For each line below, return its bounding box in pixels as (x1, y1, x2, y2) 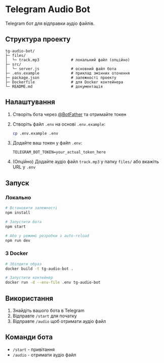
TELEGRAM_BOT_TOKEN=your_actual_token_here (12, 150, 106, 155)
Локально (5, 194, 31, 201)
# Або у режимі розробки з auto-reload (5, 233, 90, 238)
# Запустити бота (5, 219, 42, 224)
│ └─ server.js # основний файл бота (5, 66, 116, 71)
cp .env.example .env (12, 131, 58, 136)
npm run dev (5, 238, 30, 243)
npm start (5, 224, 26, 229)
